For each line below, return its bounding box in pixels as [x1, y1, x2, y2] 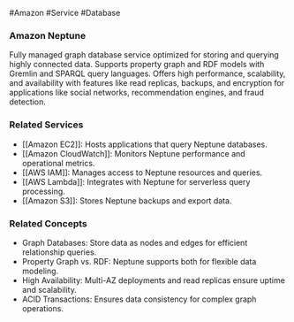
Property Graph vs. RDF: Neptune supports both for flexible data [21, 256, 257, 266]
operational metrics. [21, 157, 95, 168]
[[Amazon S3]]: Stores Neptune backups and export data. [21, 195, 232, 206]
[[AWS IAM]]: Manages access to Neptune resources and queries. [21, 167, 263, 178]
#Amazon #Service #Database [9, 8, 121, 18]
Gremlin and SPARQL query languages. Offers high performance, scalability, [9, 68, 286, 79]
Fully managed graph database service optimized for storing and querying [9, 50, 280, 60]
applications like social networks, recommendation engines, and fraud [9, 88, 265, 98]
